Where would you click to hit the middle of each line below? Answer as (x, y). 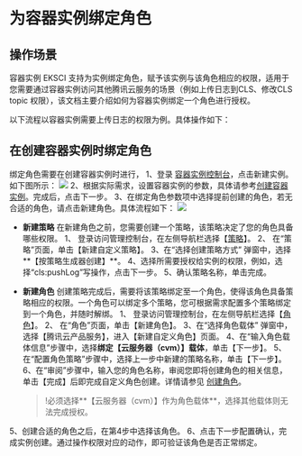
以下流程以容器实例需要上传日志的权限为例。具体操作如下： (120, 119)
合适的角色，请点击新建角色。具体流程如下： (92, 207)
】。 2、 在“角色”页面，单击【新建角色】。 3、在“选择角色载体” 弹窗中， (161, 324)
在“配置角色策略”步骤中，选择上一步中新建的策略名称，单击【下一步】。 (154, 359)
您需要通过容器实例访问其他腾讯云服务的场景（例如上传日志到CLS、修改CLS (151, 89)
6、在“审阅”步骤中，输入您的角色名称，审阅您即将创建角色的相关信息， (155, 369)
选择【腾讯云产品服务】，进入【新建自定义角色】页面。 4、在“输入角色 (152, 336)
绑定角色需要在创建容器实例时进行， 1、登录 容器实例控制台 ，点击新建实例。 (151, 174)
